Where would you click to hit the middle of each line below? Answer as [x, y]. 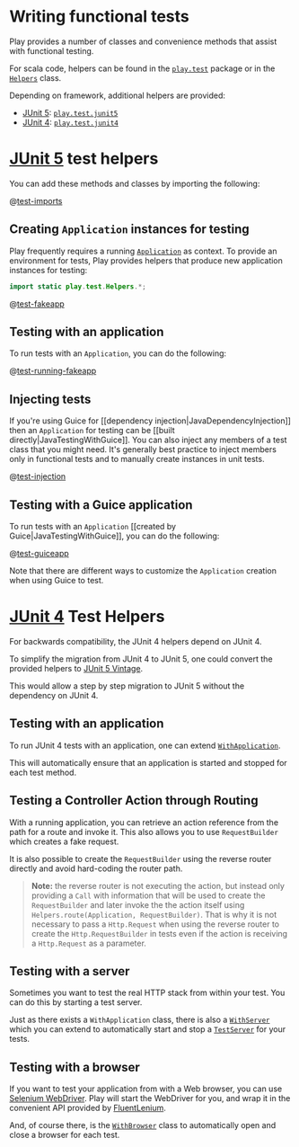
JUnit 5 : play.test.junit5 [70, 112]
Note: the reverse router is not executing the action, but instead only [158, 885]
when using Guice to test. [57, 580]
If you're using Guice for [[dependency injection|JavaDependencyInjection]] [150, 421]
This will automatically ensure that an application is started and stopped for [148, 762]
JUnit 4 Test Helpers [87, 617]
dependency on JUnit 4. [54, 695]
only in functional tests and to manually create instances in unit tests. [137, 459]
